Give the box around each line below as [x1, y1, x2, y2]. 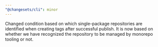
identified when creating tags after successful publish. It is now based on [5, 25, 154, 32]
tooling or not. [5, 36, 33, 42]
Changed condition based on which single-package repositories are [5, 21, 143, 26]
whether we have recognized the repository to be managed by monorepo [5, 31, 153, 37]
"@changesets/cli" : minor [5, 7, 58, 12]
